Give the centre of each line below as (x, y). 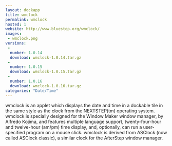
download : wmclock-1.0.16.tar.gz (46, 86)
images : (14, 34)
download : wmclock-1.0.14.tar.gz (46, 57)
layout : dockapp (23, 10)
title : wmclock (22, 15)
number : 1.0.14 (26, 53)
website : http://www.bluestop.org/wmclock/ (53, 29)
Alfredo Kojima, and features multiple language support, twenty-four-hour (83, 121)
